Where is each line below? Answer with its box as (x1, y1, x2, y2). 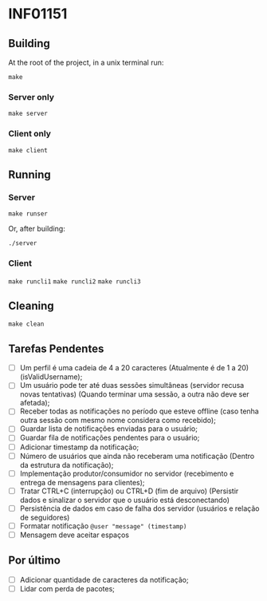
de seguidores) (19, 512, 70, 522)
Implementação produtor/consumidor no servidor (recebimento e (19, 469, 234, 478)
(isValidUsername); (19, 372, 83, 382)
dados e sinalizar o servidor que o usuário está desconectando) (19, 495, 230, 504)
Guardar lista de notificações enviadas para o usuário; (19, 424, 198, 433)
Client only (8, 129, 52, 140)
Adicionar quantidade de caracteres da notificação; (19, 575, 189, 584)
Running (8, 168, 52, 181)
